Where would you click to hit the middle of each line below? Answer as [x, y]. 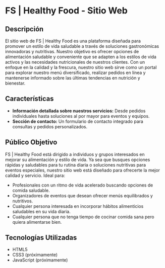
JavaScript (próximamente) [40, 260]
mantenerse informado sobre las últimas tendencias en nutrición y [73, 78]
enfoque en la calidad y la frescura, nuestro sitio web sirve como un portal [81, 67]
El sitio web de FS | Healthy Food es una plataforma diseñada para [73, 41]
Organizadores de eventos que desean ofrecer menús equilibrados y [82, 195]
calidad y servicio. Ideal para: [35, 175]
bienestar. [15, 83]
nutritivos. [23, 201]
